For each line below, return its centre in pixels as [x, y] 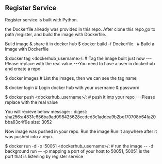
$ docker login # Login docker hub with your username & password [72, 88]
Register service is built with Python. [41, 19]
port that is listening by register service [44, 156]
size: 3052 [41, 122]
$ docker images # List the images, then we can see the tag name [71, 78]
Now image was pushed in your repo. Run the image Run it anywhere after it [81, 131]
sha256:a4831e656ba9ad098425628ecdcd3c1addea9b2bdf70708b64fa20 [81, 117]
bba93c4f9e [17, 122]
